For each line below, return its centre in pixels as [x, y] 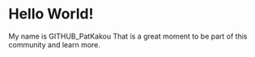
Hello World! [51, 14]
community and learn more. [55, 44]
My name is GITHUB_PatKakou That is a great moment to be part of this [128, 36]
